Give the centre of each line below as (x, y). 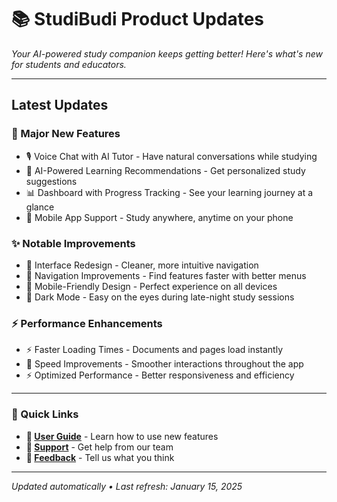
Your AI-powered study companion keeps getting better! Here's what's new (167, 53)
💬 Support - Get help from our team (99, 447)
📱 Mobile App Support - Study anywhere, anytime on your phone (159, 217)
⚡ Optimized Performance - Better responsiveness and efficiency (160, 375)
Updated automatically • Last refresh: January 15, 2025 (127, 486)
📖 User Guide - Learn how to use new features (122, 436)
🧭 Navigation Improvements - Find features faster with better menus (166, 275)
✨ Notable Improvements (73, 243)
